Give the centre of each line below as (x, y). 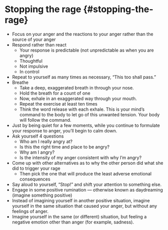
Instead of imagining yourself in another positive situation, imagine (81, 200)
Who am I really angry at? (46, 141)
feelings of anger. (30, 211)
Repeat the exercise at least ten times (58, 104)
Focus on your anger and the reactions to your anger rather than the (83, 34)
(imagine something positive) (42, 195)
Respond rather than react (39, 44)
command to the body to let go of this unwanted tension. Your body (90, 114)
